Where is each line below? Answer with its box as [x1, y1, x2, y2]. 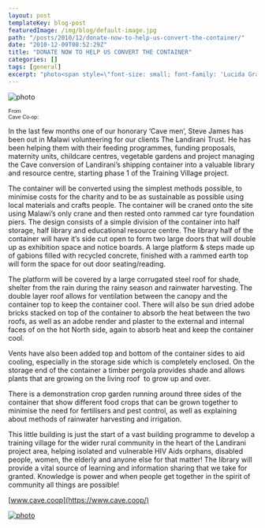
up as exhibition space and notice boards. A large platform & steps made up [8, 242, 255, 251]
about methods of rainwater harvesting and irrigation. [8, 414, 182, 424]
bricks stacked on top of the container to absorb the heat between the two [8, 307, 251, 317]
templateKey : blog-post [8, 19, 87, 27]
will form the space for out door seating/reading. [8, 258, 166, 269]
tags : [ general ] [8, 63, 62, 71]
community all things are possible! [8, 480, 120, 489]
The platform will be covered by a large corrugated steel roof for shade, [8, 274, 241, 284]
